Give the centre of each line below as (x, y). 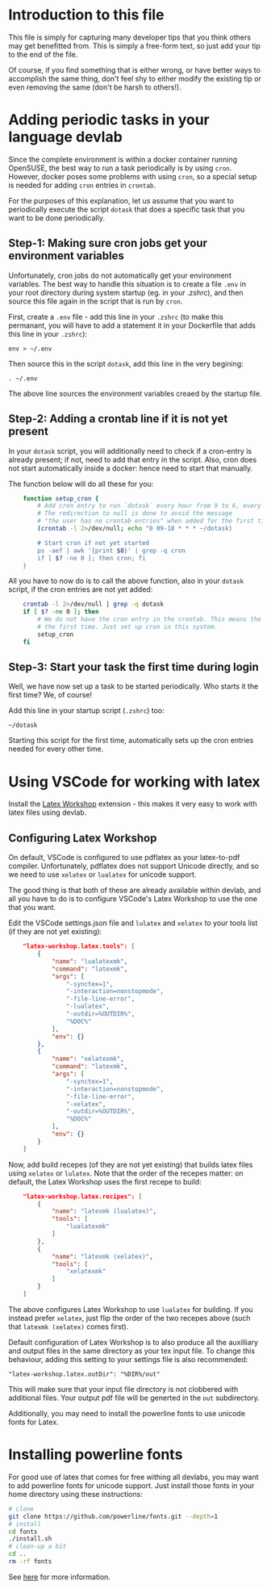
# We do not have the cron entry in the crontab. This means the (150, 619)
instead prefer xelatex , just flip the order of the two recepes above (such (130, 1318)
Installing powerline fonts (96, 1455)
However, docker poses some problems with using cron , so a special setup (133, 176)
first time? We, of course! (50, 695)
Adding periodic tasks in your (109, 120)
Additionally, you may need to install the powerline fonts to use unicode (127, 1413)
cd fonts (23, 1532)
